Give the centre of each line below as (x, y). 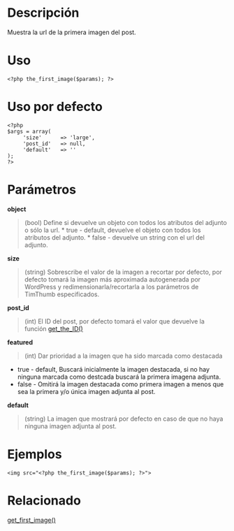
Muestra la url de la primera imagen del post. (72, 32)
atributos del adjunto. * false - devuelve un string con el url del (114, 237)
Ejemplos (35, 454)
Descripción (43, 13)
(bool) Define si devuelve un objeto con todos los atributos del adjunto (125, 222)
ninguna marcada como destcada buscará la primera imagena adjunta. (119, 377)
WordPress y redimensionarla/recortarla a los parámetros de (111, 286)
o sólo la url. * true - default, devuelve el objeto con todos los (112, 230)
